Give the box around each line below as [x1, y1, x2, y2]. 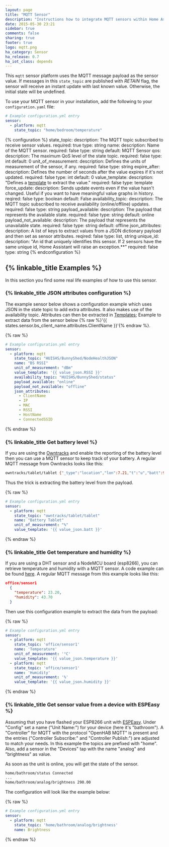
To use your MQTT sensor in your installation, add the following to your [5, 99, 152, 105]
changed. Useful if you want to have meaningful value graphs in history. [5, 190, 154, 196]
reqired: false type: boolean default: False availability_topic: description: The [5, 195, 163, 201]
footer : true [5, 40, 33, 45]
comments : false [5, 31, 39, 36]
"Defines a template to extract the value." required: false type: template [5, 179, 153, 185]
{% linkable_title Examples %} [5, 264, 102, 272]
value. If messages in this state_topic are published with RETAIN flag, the [5, 78, 158, 84]
